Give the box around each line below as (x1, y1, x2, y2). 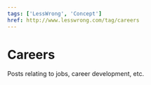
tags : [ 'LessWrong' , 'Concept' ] (7, 10, 102, 17)
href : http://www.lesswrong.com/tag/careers (7, 17, 140, 24)
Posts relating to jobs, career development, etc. (7, 70, 145, 78)
